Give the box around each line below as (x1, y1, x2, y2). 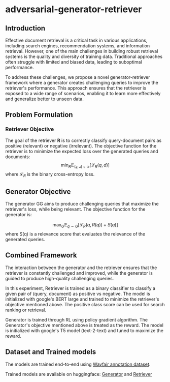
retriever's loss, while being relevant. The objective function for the (5, 206, 146, 212)
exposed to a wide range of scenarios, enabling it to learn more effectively (5, 91, 161, 96)
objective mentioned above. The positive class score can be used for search (5, 301, 165, 307)
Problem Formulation (5, 110, 73, 119)
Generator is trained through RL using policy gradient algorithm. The (5, 316, 148, 322)
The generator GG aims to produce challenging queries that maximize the (5, 201, 159, 207)
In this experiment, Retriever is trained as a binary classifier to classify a (5, 285, 156, 291)
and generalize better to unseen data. (5, 96, 84, 102)
